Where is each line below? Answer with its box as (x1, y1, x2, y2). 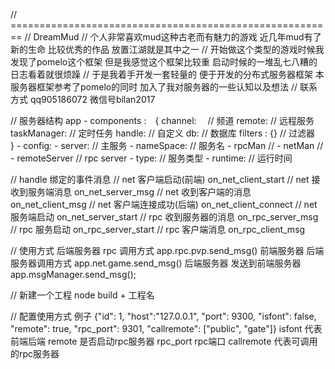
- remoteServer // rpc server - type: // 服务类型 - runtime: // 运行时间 (10, 152, 293, 164)
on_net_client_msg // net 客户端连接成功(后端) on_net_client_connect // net (10, 199, 318, 210)
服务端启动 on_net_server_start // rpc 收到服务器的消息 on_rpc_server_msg (10, 211, 319, 223)
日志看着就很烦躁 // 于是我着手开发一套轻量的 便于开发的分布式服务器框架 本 (10, 69, 325, 80)
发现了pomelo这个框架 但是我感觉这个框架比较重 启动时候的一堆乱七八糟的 (10, 56, 318, 68)
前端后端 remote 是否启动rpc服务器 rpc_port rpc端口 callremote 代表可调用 (10, 335, 318, 347)
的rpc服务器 (10, 348, 60, 359)
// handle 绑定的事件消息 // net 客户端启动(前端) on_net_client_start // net (10, 174, 310, 185)
